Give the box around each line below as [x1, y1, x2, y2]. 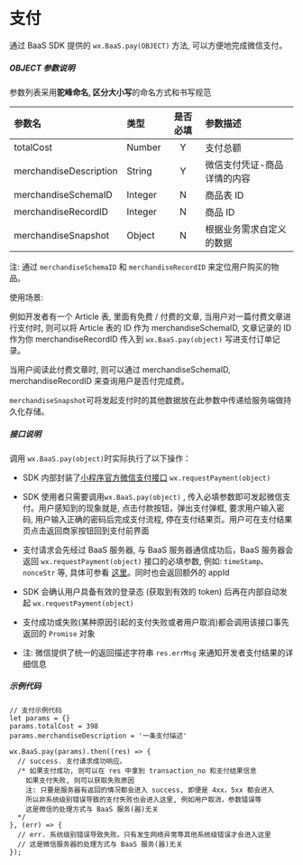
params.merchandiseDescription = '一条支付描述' [9, 731, 188, 740]
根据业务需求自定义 [205, 222, 287, 235]
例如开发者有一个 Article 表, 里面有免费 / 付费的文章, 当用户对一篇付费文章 [9, 311, 284, 322]
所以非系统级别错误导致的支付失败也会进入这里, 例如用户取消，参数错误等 [25, 794, 262, 804]
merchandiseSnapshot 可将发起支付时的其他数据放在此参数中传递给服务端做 [9, 394, 284, 405]
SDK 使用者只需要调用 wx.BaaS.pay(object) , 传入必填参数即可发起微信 [22, 491, 283, 502]
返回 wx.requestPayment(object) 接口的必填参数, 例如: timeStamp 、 [22, 555, 269, 566]
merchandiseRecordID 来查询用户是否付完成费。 [9, 375, 189, 386]
